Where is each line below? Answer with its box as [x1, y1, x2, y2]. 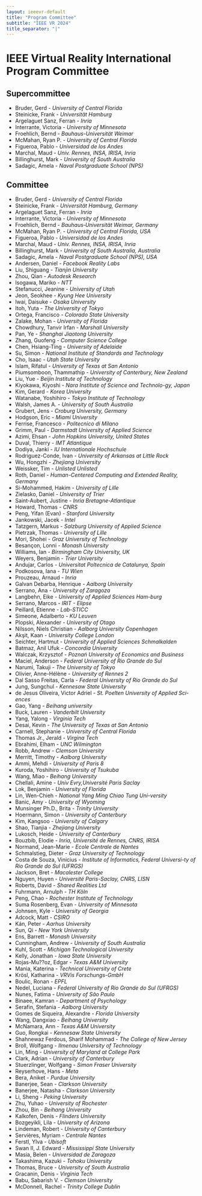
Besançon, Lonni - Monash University [14, 542, 109, 549]
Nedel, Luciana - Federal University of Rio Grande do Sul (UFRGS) [14, 984, 179, 991]
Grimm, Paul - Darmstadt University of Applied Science [14, 427, 152, 434]
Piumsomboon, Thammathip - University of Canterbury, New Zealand [14, 369, 188, 376]
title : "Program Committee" [6, 14, 77, 21]
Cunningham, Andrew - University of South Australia [14, 940, 146, 947]
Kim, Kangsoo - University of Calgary [14, 818, 108, 825]
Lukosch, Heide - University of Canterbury [14, 830, 121, 838]
